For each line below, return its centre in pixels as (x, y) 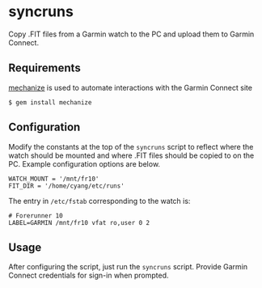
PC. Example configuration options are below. (84, 163)
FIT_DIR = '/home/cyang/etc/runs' (67, 186)
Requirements (44, 68)
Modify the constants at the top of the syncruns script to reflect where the (131, 146)
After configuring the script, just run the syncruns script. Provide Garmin (128, 267)
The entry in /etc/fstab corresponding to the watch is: (99, 201)
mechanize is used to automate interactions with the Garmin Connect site (131, 87)
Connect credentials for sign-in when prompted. (89, 275)
